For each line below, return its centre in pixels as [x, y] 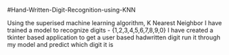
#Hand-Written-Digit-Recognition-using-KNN [71, 10]
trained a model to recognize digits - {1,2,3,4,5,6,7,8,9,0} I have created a [110, 30]
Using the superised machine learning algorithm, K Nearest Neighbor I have [114, 23]
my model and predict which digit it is [60, 44]
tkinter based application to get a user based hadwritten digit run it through [114, 37]
